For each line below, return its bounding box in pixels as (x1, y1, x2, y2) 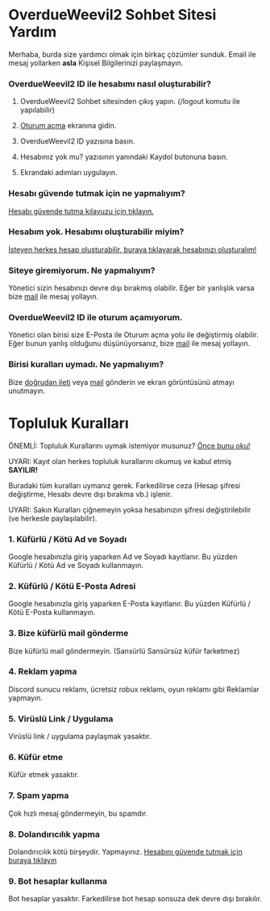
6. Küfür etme (8, 752, 64, 763)
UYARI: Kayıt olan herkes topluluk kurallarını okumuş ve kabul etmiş (8, 456, 232, 466)
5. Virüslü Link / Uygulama (8, 713, 114, 724)
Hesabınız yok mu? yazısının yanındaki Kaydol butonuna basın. (19, 152, 228, 162)
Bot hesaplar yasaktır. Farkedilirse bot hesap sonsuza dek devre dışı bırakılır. (8, 894, 262, 904)
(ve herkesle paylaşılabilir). (8, 513, 98, 523)
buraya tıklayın (8, 855, 57, 865)
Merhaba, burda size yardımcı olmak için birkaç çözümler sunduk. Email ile (8, 49, 256, 59)
